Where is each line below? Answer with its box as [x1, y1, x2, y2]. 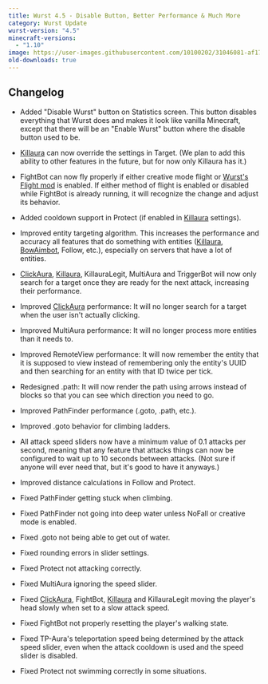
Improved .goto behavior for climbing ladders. [19, 421, 171, 431]
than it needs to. [19, 334, 73, 343]
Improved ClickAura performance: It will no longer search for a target [19, 301, 247, 311]
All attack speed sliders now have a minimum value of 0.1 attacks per [19, 437, 246, 446]
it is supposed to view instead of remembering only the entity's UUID [19, 358, 247, 367]
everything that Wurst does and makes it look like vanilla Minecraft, [19, 115, 241, 125]
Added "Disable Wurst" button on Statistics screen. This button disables [19, 107, 257, 117]
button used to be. [19, 132, 81, 142]
